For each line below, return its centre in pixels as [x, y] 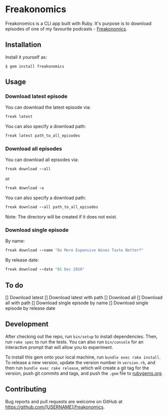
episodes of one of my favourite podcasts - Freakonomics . [66, 28]
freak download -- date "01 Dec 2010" [45, 269]
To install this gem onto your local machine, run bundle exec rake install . [83, 357]
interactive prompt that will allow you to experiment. [59, 347]
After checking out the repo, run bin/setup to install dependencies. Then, [81, 336]
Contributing [26, 389]
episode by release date [30, 308]
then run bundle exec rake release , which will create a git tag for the [77, 368]
